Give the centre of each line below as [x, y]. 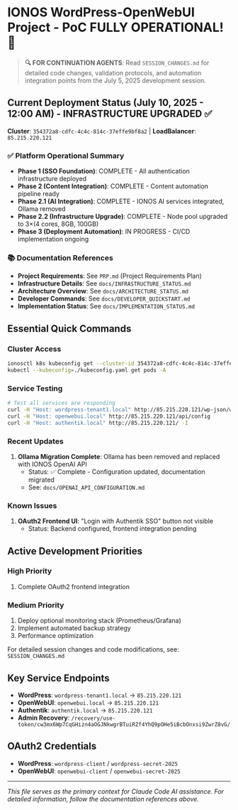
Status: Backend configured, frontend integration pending [112, 529]
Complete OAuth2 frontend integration [73, 586]
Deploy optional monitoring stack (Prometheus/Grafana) [100, 621]
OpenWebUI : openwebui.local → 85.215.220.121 [88, 702]
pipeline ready [39, 194]
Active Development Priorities [75, 551]
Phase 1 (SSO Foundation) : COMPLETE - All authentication [103, 171]
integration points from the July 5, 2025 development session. [115, 80]
